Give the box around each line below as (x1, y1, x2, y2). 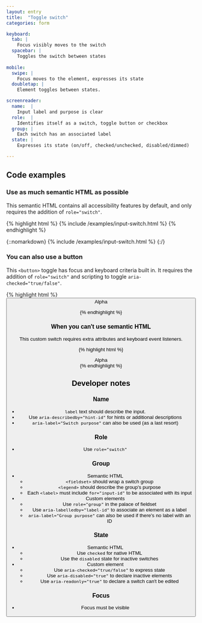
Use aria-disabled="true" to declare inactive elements (47, 572, 173, 578)
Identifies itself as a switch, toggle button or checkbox (17, 120, 168, 126)
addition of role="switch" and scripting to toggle (6, 273, 127, 280)
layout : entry (6, 8, 42, 15)
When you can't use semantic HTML (50, 323, 151, 330)
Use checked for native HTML (76, 550, 142, 556)
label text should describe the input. (64, 408, 146, 415)
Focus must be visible (81, 604, 130, 611)
